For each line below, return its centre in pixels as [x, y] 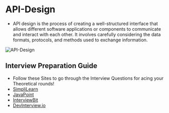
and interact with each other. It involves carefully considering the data [87, 34]
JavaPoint [23, 94]
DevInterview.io [29, 105]
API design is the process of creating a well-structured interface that [85, 24]
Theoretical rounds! [34, 83]
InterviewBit [25, 100]
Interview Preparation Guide [51, 66]
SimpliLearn [25, 89]
